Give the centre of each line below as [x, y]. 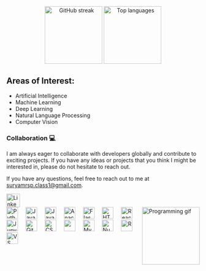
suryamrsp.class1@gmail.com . [45, 185]
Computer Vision [36, 121]
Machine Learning [38, 102]
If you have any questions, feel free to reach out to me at [78, 179]
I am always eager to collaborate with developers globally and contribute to [101, 154]
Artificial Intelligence [41, 96]
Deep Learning [34, 109]
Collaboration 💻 [31, 138]
